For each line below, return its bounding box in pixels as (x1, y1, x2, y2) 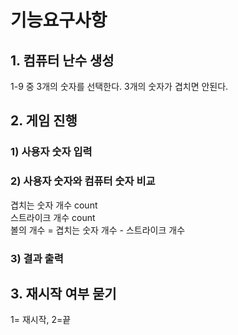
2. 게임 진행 (10, 112, 78, 130)
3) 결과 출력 (10, 251, 64, 265)
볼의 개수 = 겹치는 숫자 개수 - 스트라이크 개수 (10, 224, 186, 236)
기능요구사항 (10, 9, 108, 32)
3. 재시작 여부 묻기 (10, 285, 117, 302)
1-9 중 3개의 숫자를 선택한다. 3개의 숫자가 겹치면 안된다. (10, 81, 229, 92)
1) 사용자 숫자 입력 (10, 145, 93, 159)
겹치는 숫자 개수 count (10, 199, 98, 211)
